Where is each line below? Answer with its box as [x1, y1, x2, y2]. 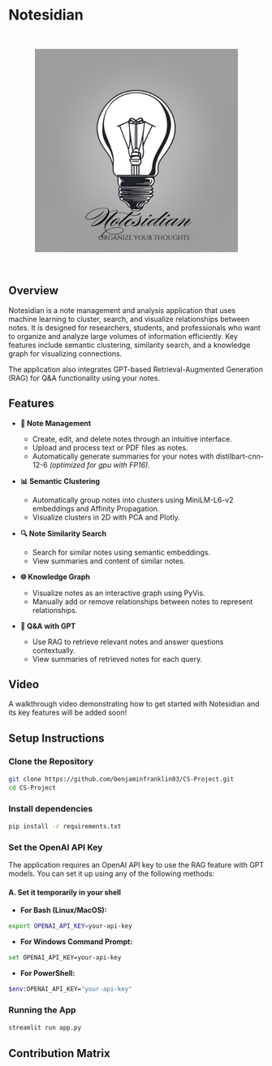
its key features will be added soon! [8, 707, 127, 717]
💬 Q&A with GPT [19, 620, 76, 631]
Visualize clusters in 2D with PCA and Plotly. [32, 512, 180, 522]
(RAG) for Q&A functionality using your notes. [8, 372, 161, 383]
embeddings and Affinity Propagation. [32, 503, 160, 513]
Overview [8, 284, 59, 298]
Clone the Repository [8, 755, 94, 767]
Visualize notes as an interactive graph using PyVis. [32, 588, 205, 598]
